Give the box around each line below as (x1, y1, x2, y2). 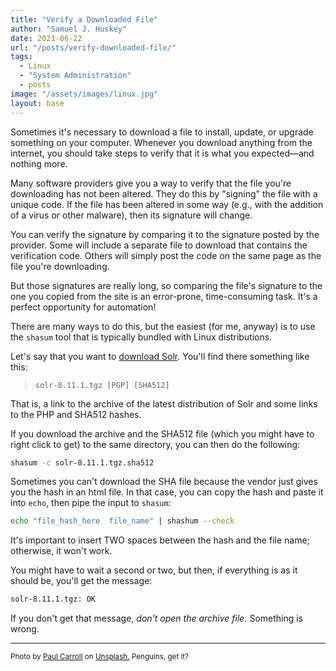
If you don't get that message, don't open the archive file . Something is (10, 612, 304, 625)
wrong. (10, 623, 40, 635)
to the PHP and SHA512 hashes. (10, 408, 142, 420)
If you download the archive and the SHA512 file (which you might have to (10, 427, 315, 440)
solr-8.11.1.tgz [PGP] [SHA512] (34, 380, 170, 390)
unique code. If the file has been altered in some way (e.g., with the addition (10, 198, 324, 210)
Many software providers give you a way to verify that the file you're (10, 177, 292, 189)
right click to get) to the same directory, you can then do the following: (10, 438, 301, 450)
